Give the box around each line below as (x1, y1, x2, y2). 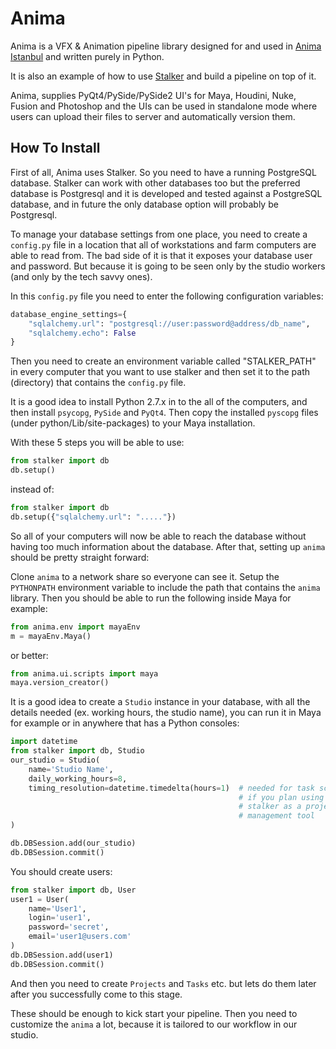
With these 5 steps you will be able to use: (10, 437, 185, 449)
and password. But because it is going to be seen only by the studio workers (10, 260, 326, 272)
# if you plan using (238, 792, 325, 802)
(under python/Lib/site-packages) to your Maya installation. (10, 417, 256, 429)
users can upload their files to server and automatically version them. (10, 110, 296, 122)
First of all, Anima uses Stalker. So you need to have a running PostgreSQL (10, 166, 317, 178)
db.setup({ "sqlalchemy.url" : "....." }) (10, 512, 177, 522)
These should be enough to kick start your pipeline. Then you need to (10, 1007, 298, 1019)
